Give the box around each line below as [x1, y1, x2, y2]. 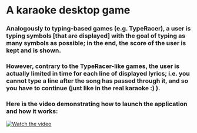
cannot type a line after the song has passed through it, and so [6, 77, 188, 85]
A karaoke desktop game [6, 4, 131, 17]
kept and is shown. [6, 46, 62, 54]
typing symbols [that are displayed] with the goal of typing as [6, 32, 186, 40]
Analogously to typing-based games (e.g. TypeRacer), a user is [6, 25, 191, 33]
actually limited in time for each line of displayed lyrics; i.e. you [6, 70, 190, 78]
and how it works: [6, 107, 58, 115]
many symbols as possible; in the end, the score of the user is [6, 39, 186, 47]
